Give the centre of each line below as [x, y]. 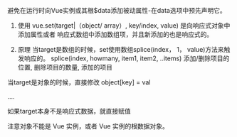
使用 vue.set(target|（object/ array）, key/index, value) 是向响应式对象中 [124, 26]
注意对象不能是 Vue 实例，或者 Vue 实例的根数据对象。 [88, 126]
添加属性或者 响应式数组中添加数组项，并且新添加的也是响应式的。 [115, 34]
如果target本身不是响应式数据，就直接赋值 [69, 111]
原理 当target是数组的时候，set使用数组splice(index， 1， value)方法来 [121, 49]
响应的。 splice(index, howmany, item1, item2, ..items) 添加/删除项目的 [127, 58]
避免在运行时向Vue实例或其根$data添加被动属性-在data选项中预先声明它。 [117, 10]
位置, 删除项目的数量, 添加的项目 [65, 67]
